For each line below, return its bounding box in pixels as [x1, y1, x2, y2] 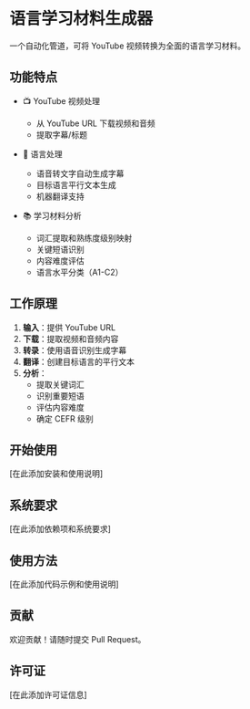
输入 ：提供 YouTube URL [22, 321, 116, 333]
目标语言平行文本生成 [35, 179, 116, 190]
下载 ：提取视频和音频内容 [22, 333, 119, 344]
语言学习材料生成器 [9, 8, 154, 29]
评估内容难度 [35, 401, 85, 412]
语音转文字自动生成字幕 [35, 168, 125, 179]
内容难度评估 [35, 255, 85, 266]
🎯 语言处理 [22, 148, 63, 160]
